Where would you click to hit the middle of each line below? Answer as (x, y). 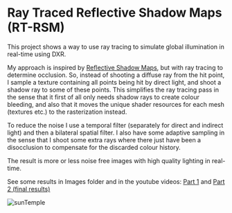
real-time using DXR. (37, 54)
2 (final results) (29, 189)
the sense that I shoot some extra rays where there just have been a (104, 139)
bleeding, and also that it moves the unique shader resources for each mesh (116, 104)
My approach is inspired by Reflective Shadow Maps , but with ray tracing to (115, 67)
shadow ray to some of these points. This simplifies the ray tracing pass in (113, 90)
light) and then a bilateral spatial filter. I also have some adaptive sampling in (116, 133)
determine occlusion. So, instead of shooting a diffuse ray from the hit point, (116, 75)
